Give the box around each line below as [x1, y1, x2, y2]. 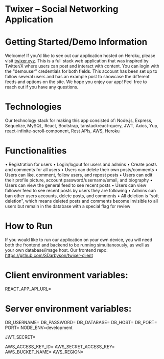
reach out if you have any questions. [5, 84, 79, 90]
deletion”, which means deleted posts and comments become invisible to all [5, 198, 158, 204]
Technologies [5, 101, 62, 113]
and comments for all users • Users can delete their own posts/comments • [5, 167, 158, 173]
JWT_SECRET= [5, 334, 36, 340]
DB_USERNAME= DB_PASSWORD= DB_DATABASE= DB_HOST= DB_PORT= [5, 319, 158, 325]
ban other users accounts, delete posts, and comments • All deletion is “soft [5, 193, 159, 199]
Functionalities [5, 145, 67, 156]
